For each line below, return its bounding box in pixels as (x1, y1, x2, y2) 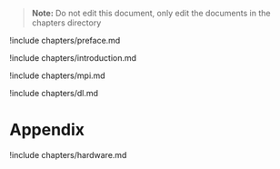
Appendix (9, 120, 85, 140)
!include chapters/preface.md (9, 35, 121, 45)
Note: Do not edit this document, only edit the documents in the (31, 8, 271, 18)
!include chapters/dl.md (9, 88, 98, 98)
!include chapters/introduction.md (9, 53, 137, 63)
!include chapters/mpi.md (9, 70, 106, 81)
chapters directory (31, 17, 102, 28)
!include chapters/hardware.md (9, 149, 127, 160)
